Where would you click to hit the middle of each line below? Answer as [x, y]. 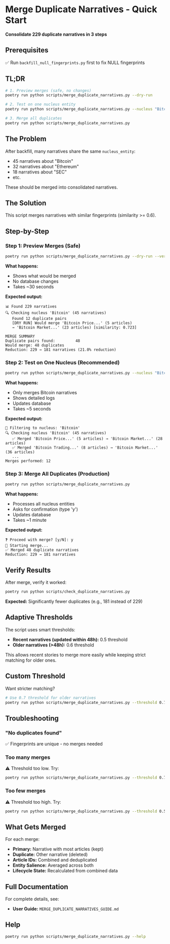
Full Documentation [37, 887]
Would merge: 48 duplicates [35, 345]
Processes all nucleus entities [44, 504]
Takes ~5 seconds [32, 409]
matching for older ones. [31, 660]
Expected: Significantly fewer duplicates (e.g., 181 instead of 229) [74, 602]
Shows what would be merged [44, 276]
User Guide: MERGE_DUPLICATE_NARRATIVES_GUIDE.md [66, 909]
